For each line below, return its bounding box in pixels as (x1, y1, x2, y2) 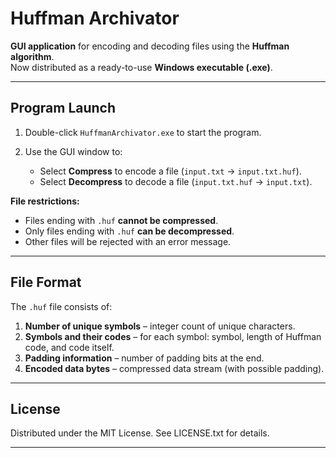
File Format (10, 274, 82, 291)
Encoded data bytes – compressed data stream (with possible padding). (24, 362, 325, 374)
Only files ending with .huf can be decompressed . (24, 225, 235, 237)
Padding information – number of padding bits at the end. (24, 352, 265, 364)
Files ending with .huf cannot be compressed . (24, 214, 219, 226)
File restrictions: (10, 195, 80, 207)
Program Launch (10, 100, 117, 117)
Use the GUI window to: (24, 145, 123, 157)
